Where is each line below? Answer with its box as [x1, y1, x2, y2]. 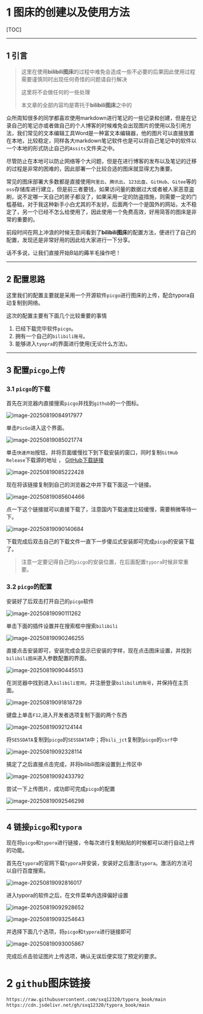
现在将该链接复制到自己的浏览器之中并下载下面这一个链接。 [6, 481, 155, 489]
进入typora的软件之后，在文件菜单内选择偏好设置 [6, 892, 129, 899]
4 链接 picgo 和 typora [6, 822, 83, 832]
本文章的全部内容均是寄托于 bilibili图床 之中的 [21, 101, 132, 108]
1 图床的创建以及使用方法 [6, 5, 130, 19]
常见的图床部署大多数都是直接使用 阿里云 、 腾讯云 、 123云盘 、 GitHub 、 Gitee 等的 [6, 178, 197, 185]
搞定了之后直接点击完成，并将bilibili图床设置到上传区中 [6, 760, 143, 767]
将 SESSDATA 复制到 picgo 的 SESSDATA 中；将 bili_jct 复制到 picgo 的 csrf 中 [6, 736, 178, 743]
